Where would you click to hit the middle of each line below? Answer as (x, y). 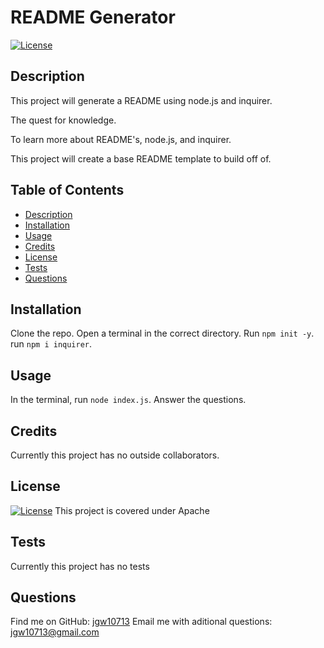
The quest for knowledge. (63, 120)
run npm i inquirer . (51, 344)
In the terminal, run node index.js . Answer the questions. (128, 400)
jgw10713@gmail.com (55, 632)
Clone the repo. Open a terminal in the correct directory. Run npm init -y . (162, 333)
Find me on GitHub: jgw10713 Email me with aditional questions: (141, 622)
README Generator (93, 17)
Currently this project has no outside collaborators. (115, 455)
